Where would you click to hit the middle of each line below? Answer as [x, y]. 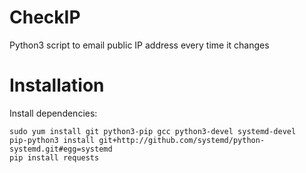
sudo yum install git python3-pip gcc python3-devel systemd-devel [153, 131]
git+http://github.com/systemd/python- [182, 140]
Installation [57, 85]
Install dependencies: [53, 113]
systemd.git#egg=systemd [61, 149]
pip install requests [54, 157]
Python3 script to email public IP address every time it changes [139, 45]
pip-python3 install [52, 140]
